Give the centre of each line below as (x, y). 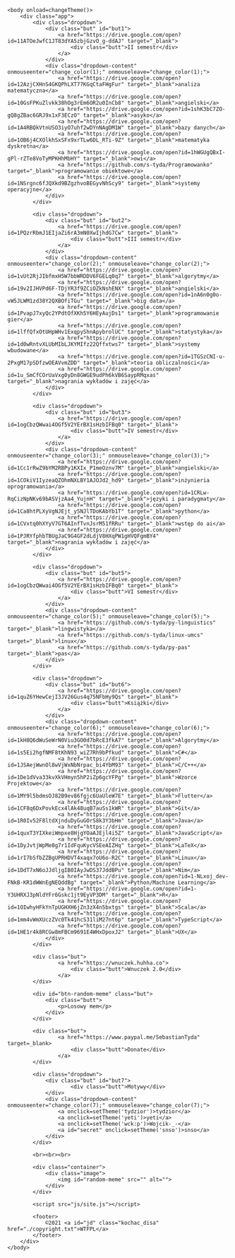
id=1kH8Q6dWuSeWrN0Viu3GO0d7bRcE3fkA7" (66, 740)
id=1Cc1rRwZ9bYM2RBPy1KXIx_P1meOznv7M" (66, 468)
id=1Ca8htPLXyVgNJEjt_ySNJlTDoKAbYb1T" (66, 511)
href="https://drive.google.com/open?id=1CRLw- (139, 493)
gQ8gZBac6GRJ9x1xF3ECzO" (44, 115)
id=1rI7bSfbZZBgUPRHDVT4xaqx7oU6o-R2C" (66, 858)
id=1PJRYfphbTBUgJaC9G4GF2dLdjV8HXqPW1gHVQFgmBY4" (83, 536)
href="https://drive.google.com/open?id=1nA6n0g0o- (145, 295)
